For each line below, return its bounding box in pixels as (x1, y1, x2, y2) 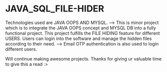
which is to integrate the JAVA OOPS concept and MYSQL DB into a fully (5, 24, 156, 30)
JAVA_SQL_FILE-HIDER (5, 3, 105, 14)
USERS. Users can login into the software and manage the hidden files (5, 35, 152, 41)
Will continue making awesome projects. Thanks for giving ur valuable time (5, 55, 162, 61)
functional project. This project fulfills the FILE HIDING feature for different (5, 30, 160, 36)
